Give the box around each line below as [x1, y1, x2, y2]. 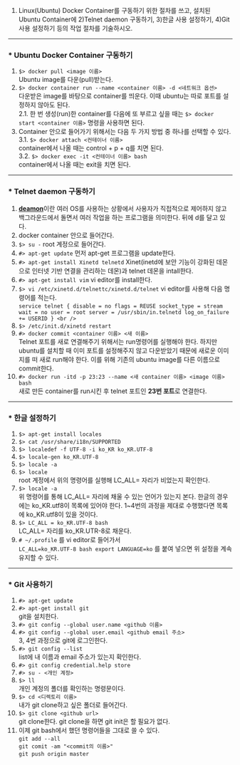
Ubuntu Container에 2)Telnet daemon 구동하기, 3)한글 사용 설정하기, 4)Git [18, 15, 230, 24]
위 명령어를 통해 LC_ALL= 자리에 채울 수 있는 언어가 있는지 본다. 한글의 [18, 492, 216, 501]
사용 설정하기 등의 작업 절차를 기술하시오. [18, 24, 133, 32]
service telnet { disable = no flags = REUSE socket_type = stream [18, 302, 223, 310]
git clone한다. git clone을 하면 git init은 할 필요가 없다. [18, 717, 170, 726]
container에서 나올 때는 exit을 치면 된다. [18, 160, 131, 169]
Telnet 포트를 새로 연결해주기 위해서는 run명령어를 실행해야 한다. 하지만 [18, 337, 218, 345]
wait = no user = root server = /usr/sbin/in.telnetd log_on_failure [18, 308, 230, 316]
